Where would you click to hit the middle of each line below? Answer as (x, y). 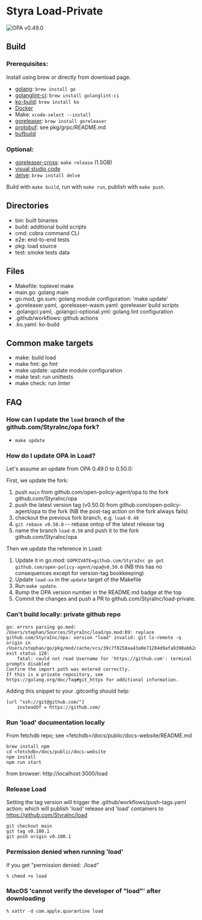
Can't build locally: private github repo (64, 614)
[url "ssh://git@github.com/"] (45, 702)
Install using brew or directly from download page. (69, 77)
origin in (19, 643)
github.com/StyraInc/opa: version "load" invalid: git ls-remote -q (94, 637)
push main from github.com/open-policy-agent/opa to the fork (92, 492)
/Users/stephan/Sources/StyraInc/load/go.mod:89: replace (80, 632)
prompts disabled (28, 664)
